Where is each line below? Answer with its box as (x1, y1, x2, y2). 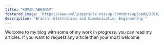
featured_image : (5, 12, 38, 16)
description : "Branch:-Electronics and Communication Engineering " (5, 16, 147, 21)
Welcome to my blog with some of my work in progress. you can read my (5, 30, 152, 35)
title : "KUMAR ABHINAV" (5, 7, 54, 12)
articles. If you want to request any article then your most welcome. (5, 34, 141, 40)
